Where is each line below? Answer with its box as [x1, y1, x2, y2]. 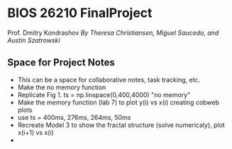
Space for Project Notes [7, 57, 115, 69]
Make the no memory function [17, 83, 106, 92]
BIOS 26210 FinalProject [7, 5, 153, 21]
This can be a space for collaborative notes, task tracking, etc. [17, 75, 201, 84]
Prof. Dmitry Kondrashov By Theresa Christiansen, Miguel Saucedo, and [7, 28, 219, 37]
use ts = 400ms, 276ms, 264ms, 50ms [17, 113, 131, 121]
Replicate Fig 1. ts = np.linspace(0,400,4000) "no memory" [17, 90, 191, 99]
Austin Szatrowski [7, 35, 60, 44]
